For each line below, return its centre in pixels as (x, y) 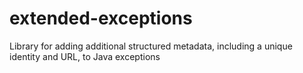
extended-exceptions (101, 18)
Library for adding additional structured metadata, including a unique (151, 46)
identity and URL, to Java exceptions (85, 56)
